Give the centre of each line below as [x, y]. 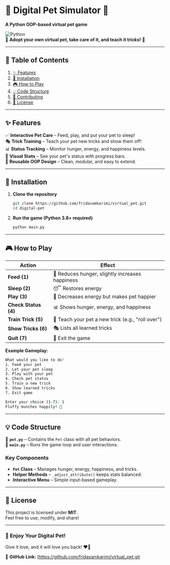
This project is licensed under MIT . [41, 513]
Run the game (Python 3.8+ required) [53, 218]
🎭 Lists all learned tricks [82, 328]
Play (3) [17, 296]
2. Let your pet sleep [29, 369]
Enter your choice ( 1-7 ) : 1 [35, 402]
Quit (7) [17, 338]
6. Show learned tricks [30, 388]
